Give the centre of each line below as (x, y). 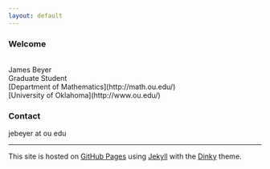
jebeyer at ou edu (37, 134)
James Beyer (30, 70)
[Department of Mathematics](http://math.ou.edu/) (92, 87)
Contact (25, 115)
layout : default (35, 16)
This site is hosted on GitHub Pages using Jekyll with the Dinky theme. (125, 156)
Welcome (27, 43)
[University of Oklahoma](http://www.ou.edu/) (84, 95)
